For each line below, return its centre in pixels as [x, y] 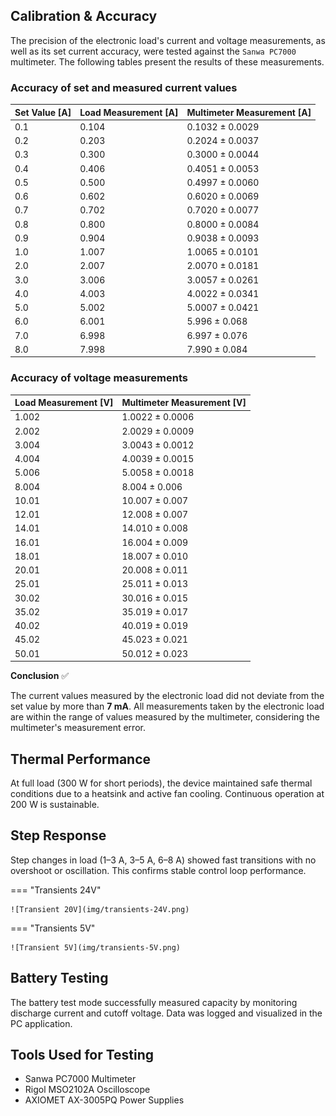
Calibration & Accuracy [84, 16]
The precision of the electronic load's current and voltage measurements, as [168, 40]
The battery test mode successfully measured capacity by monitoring [154, 1002]
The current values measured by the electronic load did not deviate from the [167, 696]
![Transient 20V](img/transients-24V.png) [100, 909]
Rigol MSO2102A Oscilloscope [87, 1090]
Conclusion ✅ [40, 676]
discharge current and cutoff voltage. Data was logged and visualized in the [166, 1013]
